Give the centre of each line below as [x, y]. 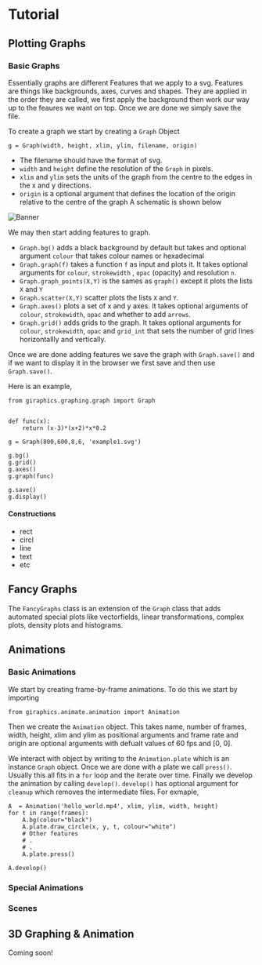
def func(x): [29, 421]
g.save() [22, 490]
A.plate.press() [49, 854]
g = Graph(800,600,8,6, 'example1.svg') [75, 442]
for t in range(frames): [48, 813]
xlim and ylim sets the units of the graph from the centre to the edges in [136, 177]
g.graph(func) [31, 476]
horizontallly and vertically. [63, 339]
